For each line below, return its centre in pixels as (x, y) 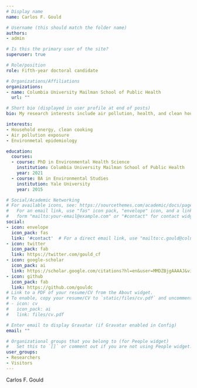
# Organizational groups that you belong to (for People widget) (87, 341)
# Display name (25, 11)
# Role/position (26, 65)
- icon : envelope (27, 227)
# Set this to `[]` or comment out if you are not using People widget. (99, 347)
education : (19, 151)
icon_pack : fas (30, 232)
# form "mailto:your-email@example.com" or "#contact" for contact (93, 217)
